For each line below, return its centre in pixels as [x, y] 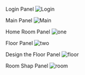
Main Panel [19, 20]
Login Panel [20, 9]
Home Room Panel [28, 32]
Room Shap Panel [27, 66]
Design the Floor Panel [33, 54]
